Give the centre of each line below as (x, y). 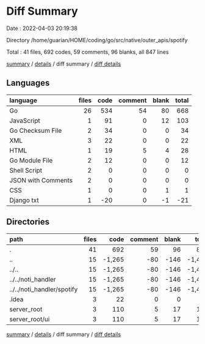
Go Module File (31, 160)
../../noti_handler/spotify (44, 289)
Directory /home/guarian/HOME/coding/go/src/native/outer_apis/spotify (97, 40)
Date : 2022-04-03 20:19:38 (42, 28)
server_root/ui (30, 319)
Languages (28, 83)
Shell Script (26, 170)
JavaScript (25, 121)
